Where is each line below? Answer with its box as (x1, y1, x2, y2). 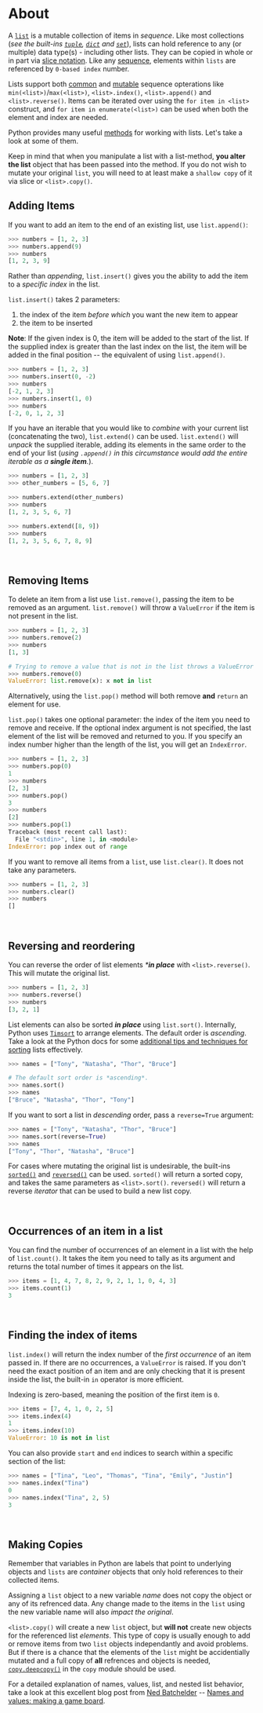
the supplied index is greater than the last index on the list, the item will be (8, 342, 247, 352)
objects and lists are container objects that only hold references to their (8, 1567, 243, 1576)
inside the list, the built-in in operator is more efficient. (8, 1375, 184, 1384)
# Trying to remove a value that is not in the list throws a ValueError (8, 663, 254, 670)
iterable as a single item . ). (8, 457, 94, 466)
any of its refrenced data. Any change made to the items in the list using (8, 1599, 245, 1609)
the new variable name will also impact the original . (8, 1607, 174, 1617)
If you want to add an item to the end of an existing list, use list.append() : (8, 220, 249, 229)
